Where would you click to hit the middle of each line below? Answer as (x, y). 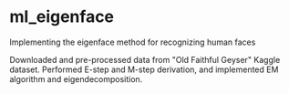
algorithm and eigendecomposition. (76, 78)
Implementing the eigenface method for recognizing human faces (133, 42)
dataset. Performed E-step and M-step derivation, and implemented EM (144, 69)
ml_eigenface (62, 17)
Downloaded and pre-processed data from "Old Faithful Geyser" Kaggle (145, 59)
